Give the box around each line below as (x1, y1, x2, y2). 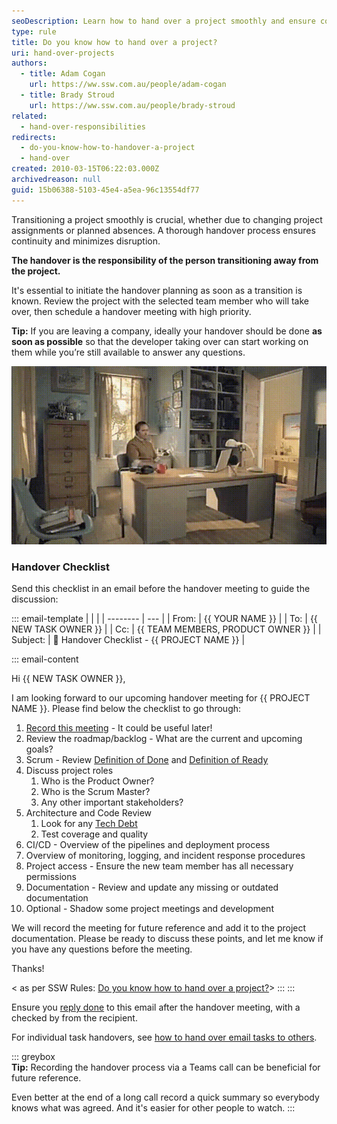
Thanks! (11, 963, 45, 975)
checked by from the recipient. (11, 1012, 138, 1024)
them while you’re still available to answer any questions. (11, 346, 246, 358)
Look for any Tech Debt (40, 818, 138, 830)
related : (11, 111, 48, 121)
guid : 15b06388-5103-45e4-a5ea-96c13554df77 (11, 185, 200, 195)
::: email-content (11, 653, 79, 665)
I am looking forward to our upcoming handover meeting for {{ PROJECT (11, 692, 311, 704)
